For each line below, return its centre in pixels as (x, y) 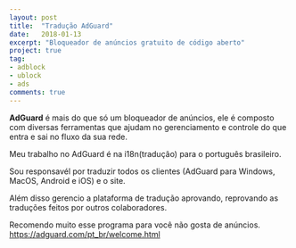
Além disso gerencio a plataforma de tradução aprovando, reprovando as (144, 198)
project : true (36, 51)
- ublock (25, 76)
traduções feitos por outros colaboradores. (88, 207)
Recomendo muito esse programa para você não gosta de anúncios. (135, 225)
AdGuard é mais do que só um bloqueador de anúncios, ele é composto (142, 118)
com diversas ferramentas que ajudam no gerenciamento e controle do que (148, 127)
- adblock (28, 68)
